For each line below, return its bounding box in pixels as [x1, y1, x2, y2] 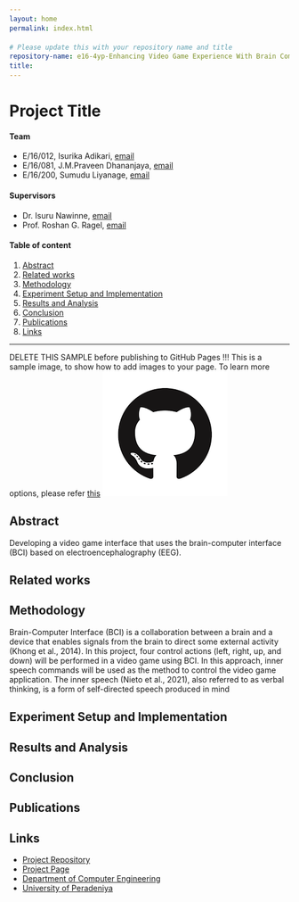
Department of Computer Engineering [21, 873, 161, 884]
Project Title [9, 101, 101, 121]
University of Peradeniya [21, 883, 114, 894]
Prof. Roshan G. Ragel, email [21, 219, 126, 230]
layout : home [9, 14, 58, 23]
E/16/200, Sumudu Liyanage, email [21, 170, 149, 180]
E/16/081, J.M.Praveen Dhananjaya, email [21, 161, 174, 171]
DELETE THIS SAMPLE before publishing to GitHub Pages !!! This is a [9, 352, 263, 362]
